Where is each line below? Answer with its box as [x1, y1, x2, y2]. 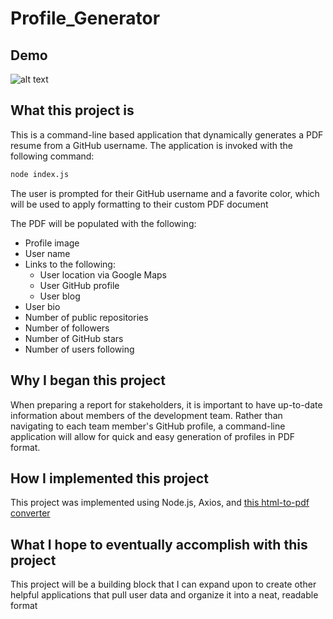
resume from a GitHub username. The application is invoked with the [10, 139, 293, 151]
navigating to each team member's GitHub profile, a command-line [10, 420, 286, 432]
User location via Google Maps [39, 268, 167, 281]
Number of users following [24, 343, 135, 355]
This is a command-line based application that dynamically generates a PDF [10, 128, 324, 141]
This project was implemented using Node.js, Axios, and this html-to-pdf [10, 497, 310, 509]
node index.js [10, 169, 70, 179]
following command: [10, 150, 95, 162]
